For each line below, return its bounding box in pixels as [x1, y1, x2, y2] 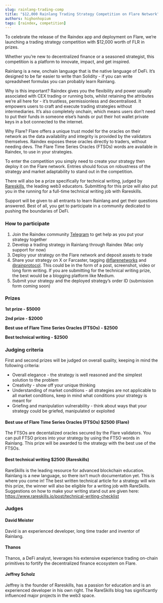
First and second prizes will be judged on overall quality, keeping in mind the [5, 357, 158, 363]
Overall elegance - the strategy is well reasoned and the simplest [12, 372, 142, 378]
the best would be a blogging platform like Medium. [12, 272, 115, 278]
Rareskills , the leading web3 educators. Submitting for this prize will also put [5, 183, 158, 189]
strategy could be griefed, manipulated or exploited [12, 408, 115, 414]
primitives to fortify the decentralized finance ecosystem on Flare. [5, 560, 137, 566]
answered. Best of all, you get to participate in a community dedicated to [5, 203, 150, 209]
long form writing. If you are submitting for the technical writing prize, [12, 268, 151, 273]
